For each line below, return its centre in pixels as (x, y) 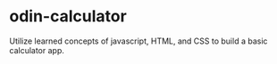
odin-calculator (68, 16)
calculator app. (37, 50)
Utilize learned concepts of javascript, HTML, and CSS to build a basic (138, 41)
